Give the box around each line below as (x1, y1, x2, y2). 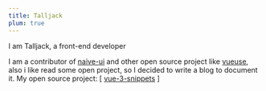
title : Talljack (8, 11, 63, 20)
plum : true (8, 19, 45, 27)
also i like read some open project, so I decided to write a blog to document (8, 65, 259, 74)
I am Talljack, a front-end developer (8, 41, 126, 50)
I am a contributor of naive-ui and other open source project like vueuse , (8, 57, 249, 66)
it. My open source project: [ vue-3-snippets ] (8, 73, 161, 83)
